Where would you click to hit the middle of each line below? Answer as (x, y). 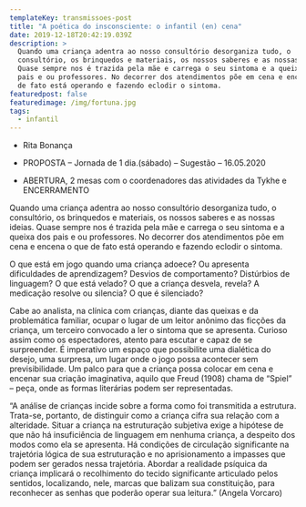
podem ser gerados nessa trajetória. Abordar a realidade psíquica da (138, 464)
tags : (20, 111)
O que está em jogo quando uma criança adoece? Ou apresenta (129, 264)
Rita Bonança (47, 146)
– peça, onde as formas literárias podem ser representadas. (122, 389)
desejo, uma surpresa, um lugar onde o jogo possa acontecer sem (134, 360)
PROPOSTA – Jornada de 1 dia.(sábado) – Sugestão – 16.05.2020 (144, 163)
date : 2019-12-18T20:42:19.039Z (71, 35)
